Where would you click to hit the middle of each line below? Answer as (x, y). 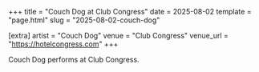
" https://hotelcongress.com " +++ (63, 44)
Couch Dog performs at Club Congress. (74, 60)
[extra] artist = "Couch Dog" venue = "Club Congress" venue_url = (118, 36)
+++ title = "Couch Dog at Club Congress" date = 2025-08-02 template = (130, 12)
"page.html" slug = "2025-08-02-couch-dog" (84, 20)
